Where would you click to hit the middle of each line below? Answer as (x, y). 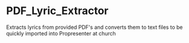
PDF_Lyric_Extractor (57, 11)
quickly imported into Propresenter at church (61, 33)
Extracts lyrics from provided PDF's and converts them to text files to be (94, 27)
